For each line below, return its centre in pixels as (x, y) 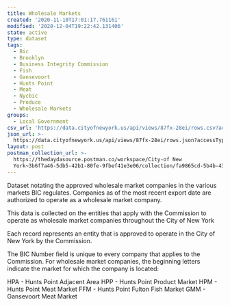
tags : (15, 45)
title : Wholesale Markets (44, 13)
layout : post (26, 147)
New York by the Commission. (50, 240)
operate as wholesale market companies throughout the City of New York (111, 220)
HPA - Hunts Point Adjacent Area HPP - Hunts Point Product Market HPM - (112, 281)
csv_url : (20, 128)
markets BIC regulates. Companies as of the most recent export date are (109, 193)
